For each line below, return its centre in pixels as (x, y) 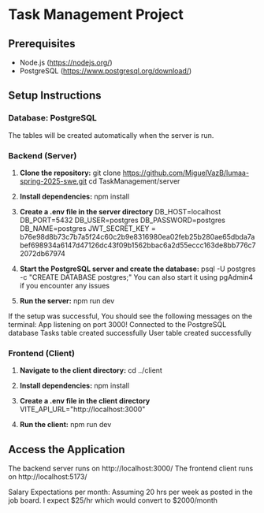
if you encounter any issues (65, 285)
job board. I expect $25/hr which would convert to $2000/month (113, 500)
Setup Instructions (55, 96)
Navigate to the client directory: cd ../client (91, 370)
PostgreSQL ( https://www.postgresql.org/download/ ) (106, 71)
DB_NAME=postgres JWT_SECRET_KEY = (87, 228)
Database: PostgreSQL (52, 118)
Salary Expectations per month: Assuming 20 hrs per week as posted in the (131, 492)
